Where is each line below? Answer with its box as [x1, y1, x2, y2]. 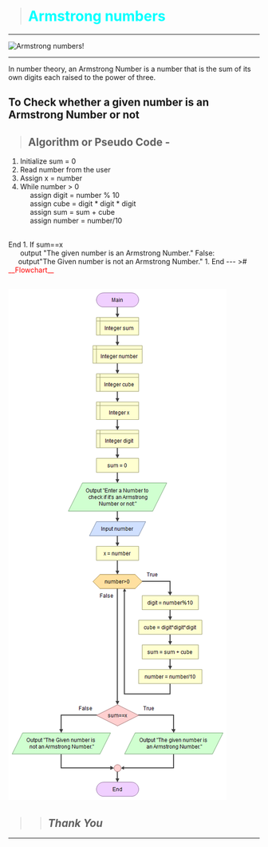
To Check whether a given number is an [8, 96, 210, 109]
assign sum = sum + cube [30, 208, 116, 217]
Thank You [47, 816, 104, 829]
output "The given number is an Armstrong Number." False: [19, 248, 215, 258]
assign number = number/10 [30, 216, 123, 226]
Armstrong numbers [27, 7, 166, 26]
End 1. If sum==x [8, 239, 64, 250]
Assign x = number [19, 173, 83, 183]
